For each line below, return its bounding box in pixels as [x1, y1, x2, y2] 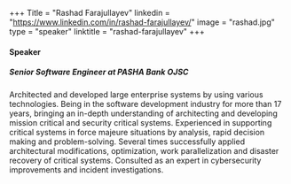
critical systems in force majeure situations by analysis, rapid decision [9, 126, 265, 137]
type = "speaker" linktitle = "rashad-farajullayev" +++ [9, 27, 206, 36]
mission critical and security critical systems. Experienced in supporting [9, 117, 272, 127]
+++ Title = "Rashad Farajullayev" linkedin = [9, 8, 170, 18]
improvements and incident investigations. [9, 164, 164, 175]
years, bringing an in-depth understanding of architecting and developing [9, 108, 278, 119]
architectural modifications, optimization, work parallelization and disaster [9, 145, 279, 156]
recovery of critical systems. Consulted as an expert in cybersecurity [9, 155, 262, 165]
